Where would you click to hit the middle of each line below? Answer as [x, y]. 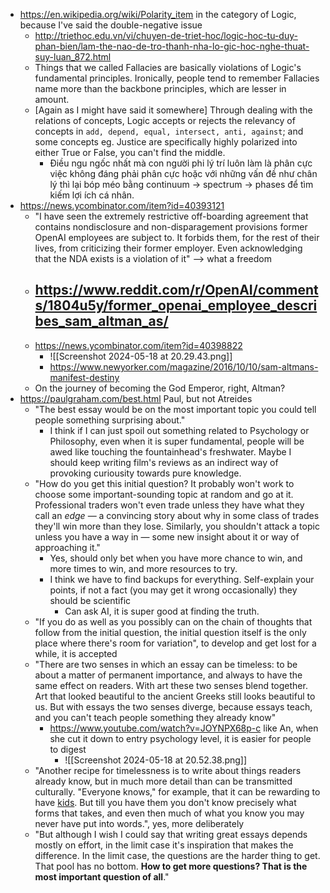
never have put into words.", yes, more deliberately [139, 823]
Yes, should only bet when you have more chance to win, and [176, 558]
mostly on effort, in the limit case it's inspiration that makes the [164, 845]
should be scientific [90, 600]
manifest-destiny [84, 377]
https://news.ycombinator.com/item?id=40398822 [138, 345]
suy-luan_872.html [73, 57]
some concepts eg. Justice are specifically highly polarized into [166, 142]
